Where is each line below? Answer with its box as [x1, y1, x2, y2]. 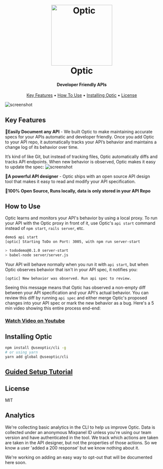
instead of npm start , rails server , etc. [5, 226, 85, 231]
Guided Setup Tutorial [5, 368, 73, 376]
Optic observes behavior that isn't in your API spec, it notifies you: [5, 266, 138, 272]
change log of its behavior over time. [5, 144, 79, 150]
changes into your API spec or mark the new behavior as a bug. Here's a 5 [5, 300, 154, 306]
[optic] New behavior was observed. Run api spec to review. [5, 276, 132, 281]
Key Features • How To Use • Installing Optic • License [26, 92, 137, 98]
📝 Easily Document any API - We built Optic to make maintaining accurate [5, 129, 153, 135]
